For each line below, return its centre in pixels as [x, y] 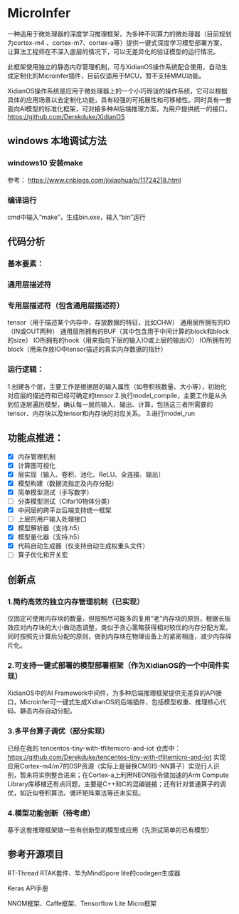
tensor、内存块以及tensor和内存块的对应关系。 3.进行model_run [101, 413]
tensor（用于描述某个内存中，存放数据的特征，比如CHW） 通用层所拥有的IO [119, 323]
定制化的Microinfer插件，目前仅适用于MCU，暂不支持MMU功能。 [109, 76]
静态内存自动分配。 [48, 711]
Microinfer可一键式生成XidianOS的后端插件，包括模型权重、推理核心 [120, 702]
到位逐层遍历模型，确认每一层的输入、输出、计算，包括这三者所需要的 [110, 404]
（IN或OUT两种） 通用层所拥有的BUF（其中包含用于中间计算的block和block [118, 331]
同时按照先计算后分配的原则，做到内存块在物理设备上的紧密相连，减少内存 [116, 636]
